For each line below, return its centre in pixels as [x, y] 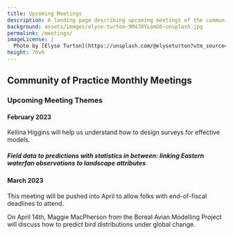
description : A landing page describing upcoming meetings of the [105, 20]
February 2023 [29, 117]
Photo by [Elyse [37, 46]
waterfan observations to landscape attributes [77, 163]
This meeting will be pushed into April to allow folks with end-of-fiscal [107, 196]
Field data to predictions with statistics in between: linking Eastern [106, 155]
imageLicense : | [31, 40]
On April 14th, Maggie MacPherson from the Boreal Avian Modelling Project [114, 217]
